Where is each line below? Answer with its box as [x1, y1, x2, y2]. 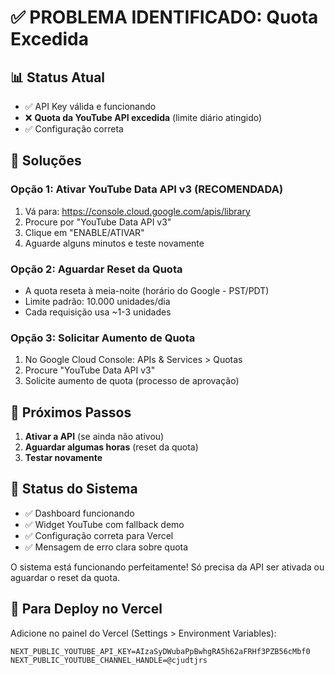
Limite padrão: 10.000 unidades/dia [24, 295, 171, 307]
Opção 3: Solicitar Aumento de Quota [10, 331, 196, 345]
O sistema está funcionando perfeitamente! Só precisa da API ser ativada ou [10, 561, 325, 573]
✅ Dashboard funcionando [24, 507, 135, 519]
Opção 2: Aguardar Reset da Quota [10, 262, 183, 276]
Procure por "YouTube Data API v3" [24, 216, 172, 228]
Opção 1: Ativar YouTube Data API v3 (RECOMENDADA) [10, 182, 284, 196]
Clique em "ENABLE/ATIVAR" [24, 226, 145, 238]
